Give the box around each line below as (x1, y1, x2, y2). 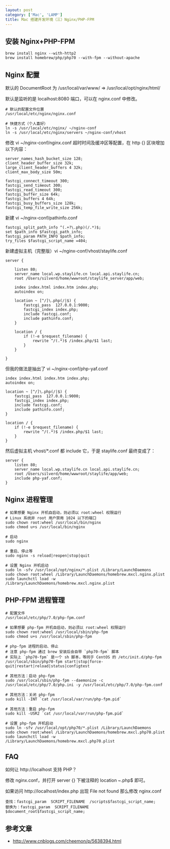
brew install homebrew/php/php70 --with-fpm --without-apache (5, 56, 140, 61)
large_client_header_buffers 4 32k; (5, 165, 83, 170)
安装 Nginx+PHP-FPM (5, 37, 75, 46)
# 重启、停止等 (5, 549, 33, 554)
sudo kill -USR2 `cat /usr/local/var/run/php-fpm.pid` (5, 711, 124, 716)
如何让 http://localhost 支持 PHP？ (5, 766, 77, 773)
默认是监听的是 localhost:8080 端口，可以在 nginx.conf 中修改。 (5, 96, 140, 102)
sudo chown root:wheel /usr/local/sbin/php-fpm (5, 629, 108, 635)
